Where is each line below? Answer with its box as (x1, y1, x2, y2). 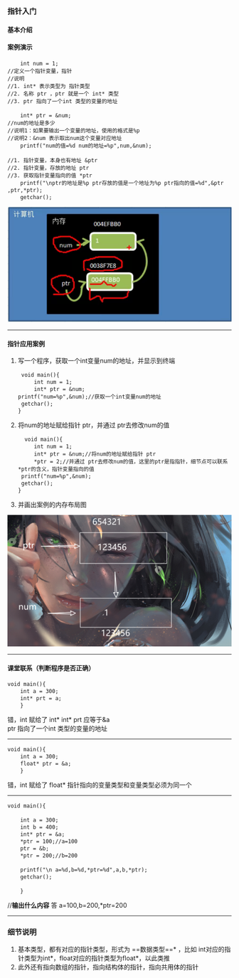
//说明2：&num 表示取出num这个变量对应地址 (7, 134, 122, 141)
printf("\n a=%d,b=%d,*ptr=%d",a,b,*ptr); (20, 866, 148, 874)
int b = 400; (20, 824, 59, 831)
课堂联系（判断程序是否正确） (7, 663, 95, 672)
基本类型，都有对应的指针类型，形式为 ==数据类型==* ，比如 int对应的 (17, 945, 225, 953)
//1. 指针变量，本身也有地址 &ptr (7, 156, 98, 164)
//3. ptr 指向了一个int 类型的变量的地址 (7, 97, 118, 104)
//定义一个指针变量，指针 (7, 68, 73, 75)
